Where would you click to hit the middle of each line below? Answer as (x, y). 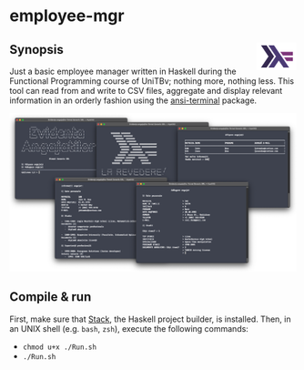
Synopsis (36, 50)
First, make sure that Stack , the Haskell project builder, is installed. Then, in (150, 319)
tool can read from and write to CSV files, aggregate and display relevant (146, 91)
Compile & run (51, 297)
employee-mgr (67, 16)
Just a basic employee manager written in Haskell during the (123, 71)
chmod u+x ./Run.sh (60, 347)
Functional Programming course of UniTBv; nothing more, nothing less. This (152, 81)
